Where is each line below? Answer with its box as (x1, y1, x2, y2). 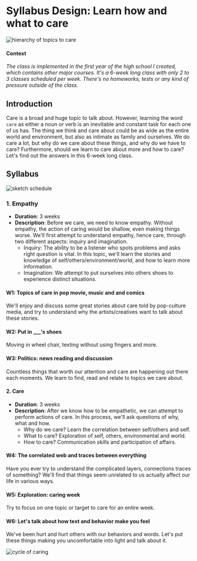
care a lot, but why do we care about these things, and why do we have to (6, 139, 186, 146)
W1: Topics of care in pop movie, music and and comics (6, 289, 145, 296)
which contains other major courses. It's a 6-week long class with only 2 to (6, 69, 190, 76)
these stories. (6, 314, 40, 322)
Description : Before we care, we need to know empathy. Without (14, 219, 173, 227)
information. (23, 263, 53, 270)
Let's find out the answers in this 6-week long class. (6, 152, 133, 159)
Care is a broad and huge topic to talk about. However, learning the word (6, 114, 183, 122)
